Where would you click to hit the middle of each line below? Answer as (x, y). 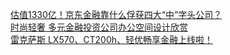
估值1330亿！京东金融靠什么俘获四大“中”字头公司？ (116, 14)
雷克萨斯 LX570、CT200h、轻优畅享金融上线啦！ (111, 39)
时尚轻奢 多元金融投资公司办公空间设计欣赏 (99, 27)
